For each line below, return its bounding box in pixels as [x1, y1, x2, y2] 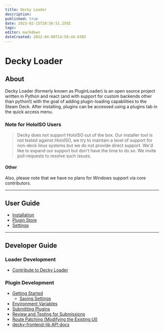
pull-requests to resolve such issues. [17, 153, 92, 159]
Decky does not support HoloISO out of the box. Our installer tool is [17, 132, 153, 138]
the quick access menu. [5, 109, 53, 115]
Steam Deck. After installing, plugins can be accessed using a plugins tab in [5, 103, 158, 109]
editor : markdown [5, 30, 41, 35]
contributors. [5, 180, 31, 186]
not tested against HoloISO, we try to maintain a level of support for [17, 138, 153, 143]
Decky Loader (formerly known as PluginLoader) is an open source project [5, 88, 155, 94]
